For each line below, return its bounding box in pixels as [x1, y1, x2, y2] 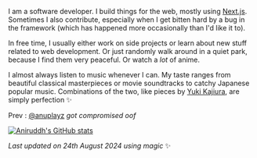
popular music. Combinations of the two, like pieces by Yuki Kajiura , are [8, 87, 241, 96]
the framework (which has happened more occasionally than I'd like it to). [8, 23, 245, 32]
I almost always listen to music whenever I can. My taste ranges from [8, 70, 231, 79]
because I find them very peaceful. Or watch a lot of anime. [8, 55, 201, 64]
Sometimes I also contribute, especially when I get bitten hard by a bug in [8, 15, 245, 24]
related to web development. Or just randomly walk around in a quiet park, [8, 47, 248, 56]
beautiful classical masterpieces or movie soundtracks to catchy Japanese [8, 78, 250, 88]
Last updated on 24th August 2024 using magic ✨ [8, 141, 171, 150]
